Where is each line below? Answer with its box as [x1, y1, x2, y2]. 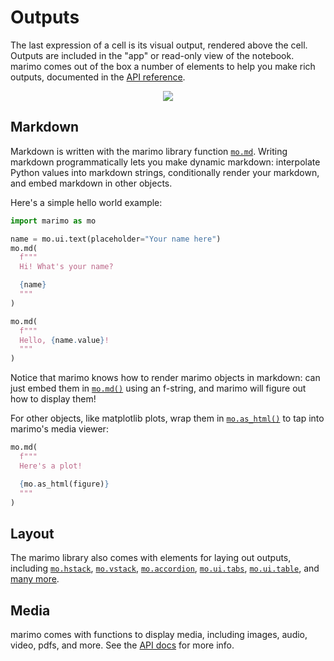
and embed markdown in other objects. [10, 177, 173, 189]
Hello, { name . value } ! [19, 335, 110, 345]
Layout [10, 525, 55, 542]
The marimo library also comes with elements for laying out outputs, [10, 552, 292, 564]
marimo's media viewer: [10, 423, 109, 435]
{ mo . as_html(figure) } [19, 479, 110, 489]
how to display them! [10, 393, 97, 405]
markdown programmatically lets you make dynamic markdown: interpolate [10, 156, 321, 168]
